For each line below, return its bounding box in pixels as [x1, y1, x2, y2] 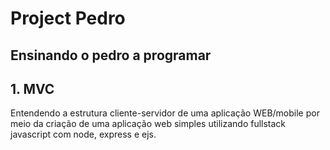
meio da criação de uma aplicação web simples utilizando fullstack [10, 118, 287, 130]
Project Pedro [10, 7, 126, 30]
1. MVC [10, 80, 55, 97]
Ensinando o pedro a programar [10, 47, 212, 64]
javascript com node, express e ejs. [10, 128, 157, 141]
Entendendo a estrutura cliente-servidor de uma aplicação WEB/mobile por [10, 107, 320, 119]
